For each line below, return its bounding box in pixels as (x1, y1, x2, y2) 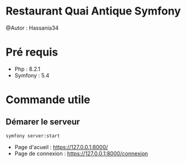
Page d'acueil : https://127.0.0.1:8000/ (14, 143, 108, 150)
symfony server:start (5, 133, 61, 139)
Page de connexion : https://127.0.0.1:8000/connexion (14, 150, 148, 157)
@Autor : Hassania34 (5, 24, 59, 31)
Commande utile (5, 93, 91, 107)
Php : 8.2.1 (14, 65, 41, 72)
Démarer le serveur (5, 117, 80, 127)
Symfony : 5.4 (14, 71, 50, 79)
